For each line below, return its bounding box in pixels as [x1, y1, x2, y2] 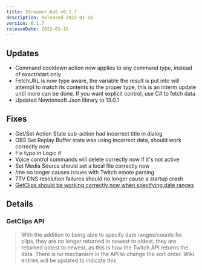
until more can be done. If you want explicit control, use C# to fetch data [15, 90, 195, 97]
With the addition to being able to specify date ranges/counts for [21, 231, 183, 238]
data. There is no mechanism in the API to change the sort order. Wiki [21, 250, 195, 257]
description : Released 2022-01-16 [6, 15, 94, 21]
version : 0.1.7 [6, 20, 45, 26]
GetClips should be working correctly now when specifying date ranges [15, 181, 194, 188]
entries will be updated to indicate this [21, 257, 117, 264]
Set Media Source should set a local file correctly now [15, 162, 150, 170]
